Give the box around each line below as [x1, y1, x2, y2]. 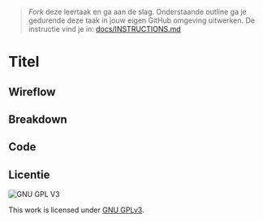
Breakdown [8, 112, 67, 126]
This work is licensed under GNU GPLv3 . [8, 205, 144, 215]
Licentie [8, 168, 50, 181]
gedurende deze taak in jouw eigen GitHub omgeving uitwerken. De [28, 15, 256, 25]
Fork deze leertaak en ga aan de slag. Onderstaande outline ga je [28, 7, 247, 16]
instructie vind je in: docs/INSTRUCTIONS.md [28, 24, 181, 33]
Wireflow [8, 85, 56, 98]
